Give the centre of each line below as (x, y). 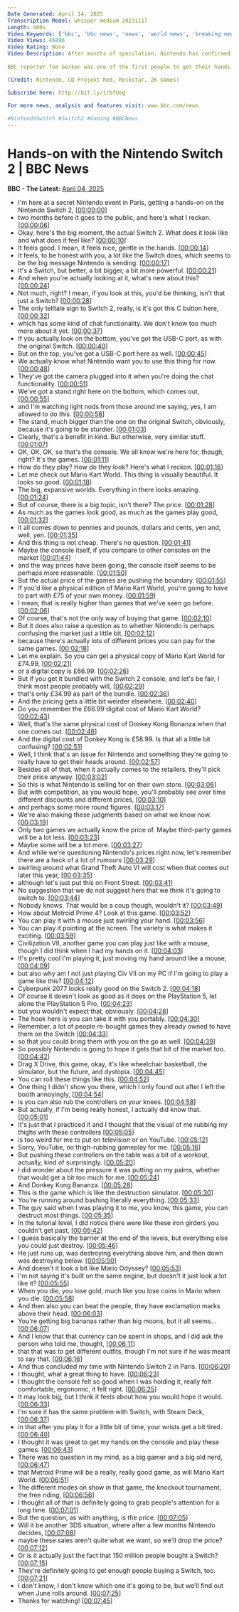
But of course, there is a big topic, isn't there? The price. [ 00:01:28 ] (116, 504)
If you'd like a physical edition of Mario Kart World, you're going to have (123, 588)
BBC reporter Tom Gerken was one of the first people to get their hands (119, 67)
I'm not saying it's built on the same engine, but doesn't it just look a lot (122, 1276)
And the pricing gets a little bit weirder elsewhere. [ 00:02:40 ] (107, 701)
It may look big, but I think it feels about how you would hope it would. (120, 1396)
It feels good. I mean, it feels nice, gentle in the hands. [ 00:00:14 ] (113, 248)
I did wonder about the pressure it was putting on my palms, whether (119, 1170)
